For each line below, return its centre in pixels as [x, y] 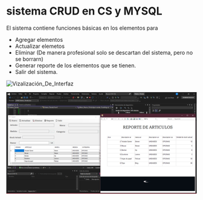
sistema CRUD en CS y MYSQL [84, 11]
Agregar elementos [39, 39]
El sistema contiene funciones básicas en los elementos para [82, 28]
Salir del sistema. [36, 72]
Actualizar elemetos [40, 46]
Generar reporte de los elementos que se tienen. [76, 65]
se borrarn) [29, 59]
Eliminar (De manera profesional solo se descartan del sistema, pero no [104, 52]
